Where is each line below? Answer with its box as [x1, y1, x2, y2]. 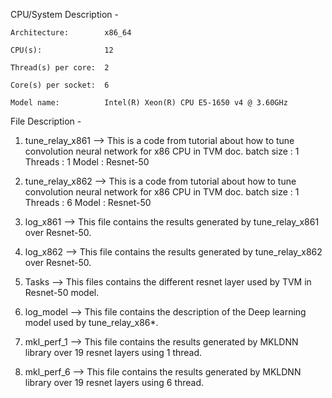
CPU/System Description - [10, 9, 119, 20]
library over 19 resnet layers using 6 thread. [24, 377, 205, 388]
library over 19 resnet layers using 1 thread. [24, 347, 203, 358]
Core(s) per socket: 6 [10, 80, 110, 90]
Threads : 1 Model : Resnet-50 [24, 156, 150, 168]
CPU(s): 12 [10, 45, 114, 55]
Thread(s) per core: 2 [10, 63, 110, 73]
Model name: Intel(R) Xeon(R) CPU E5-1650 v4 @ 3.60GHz [10, 98, 288, 108]
